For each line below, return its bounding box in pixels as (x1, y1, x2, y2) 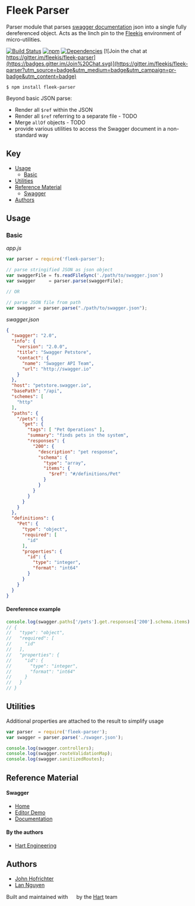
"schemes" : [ (11, 394, 44, 400)
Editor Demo (14, 808, 46, 816)
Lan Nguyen (14, 881, 45, 888)
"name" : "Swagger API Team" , (21, 360, 95, 366)
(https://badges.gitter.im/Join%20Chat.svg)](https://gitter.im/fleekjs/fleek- (6, 60, 188, 67)
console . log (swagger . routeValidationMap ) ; (6, 751, 113, 757)
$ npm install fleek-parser (6, 84, 76, 90)
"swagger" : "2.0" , (11, 333, 58, 339)
